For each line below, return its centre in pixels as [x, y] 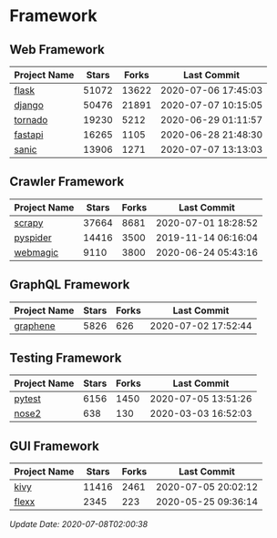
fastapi [29, 135]
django [29, 105]
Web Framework [57, 50]
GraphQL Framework [70, 284]
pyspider [33, 238]
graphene [35, 326]
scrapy [29, 222]
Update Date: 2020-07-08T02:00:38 [79, 524]
